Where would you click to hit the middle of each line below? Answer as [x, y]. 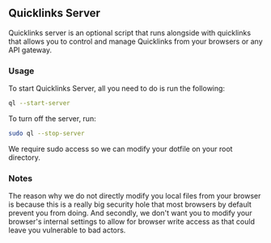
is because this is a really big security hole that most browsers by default [130, 204]
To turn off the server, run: [52, 118]
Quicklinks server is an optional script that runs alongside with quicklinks [130, 32]
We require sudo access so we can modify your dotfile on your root [121, 149]
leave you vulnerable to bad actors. [67, 230]
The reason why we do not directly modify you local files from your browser [135, 196]
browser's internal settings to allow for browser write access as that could [131, 222]
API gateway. [30, 50]
